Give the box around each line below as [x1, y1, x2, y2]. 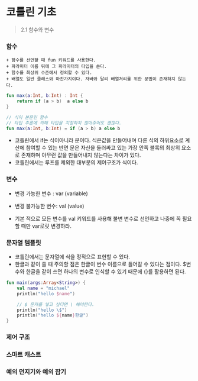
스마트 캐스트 [6, 350, 41, 359]
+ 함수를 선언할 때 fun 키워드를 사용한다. [6, 57, 96, 63]
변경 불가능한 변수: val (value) [14, 202, 85, 209]
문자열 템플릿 [6, 238, 41, 247]
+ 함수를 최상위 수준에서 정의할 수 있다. [6, 70, 93, 76]
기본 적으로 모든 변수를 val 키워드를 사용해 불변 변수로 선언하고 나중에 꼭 [14, 215, 181, 222]
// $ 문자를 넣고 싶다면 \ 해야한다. [17, 301, 95, 308]
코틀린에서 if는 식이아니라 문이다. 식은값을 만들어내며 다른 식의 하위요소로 [14, 137, 184, 144]
